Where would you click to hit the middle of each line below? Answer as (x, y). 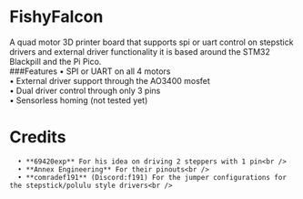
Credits (38, 137)
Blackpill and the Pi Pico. (56, 61)
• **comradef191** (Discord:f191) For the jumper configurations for (152, 177)
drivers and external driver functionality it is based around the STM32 (140, 51)
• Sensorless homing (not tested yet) (79, 100)
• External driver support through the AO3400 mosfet (110, 80)
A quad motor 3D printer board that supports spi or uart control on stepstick (151, 42)
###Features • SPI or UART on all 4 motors (90, 71)
